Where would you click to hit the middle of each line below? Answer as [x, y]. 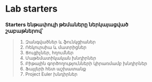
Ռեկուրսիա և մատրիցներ [56, 47]
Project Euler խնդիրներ [51, 74]
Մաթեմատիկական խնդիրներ [61, 58]
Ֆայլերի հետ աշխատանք [55, 69]
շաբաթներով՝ [24, 31]
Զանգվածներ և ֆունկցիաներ [61, 42]
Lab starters [31, 9]
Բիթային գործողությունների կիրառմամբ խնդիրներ [86, 63]
